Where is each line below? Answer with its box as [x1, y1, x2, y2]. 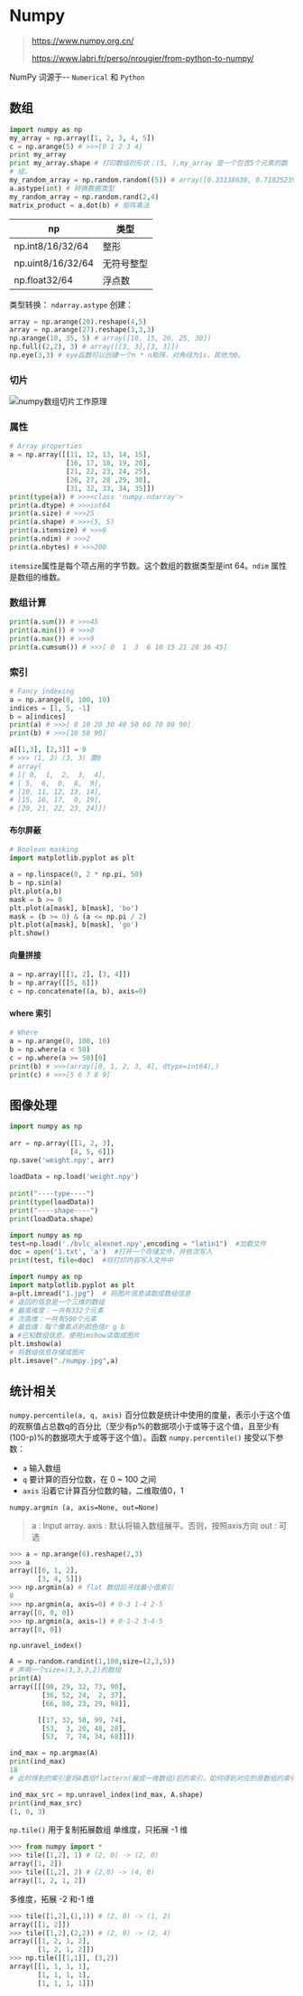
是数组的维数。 [9, 571, 65, 582]
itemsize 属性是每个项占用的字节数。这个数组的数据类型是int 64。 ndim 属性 [9, 560, 287, 570]
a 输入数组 [22, 1462, 61, 1473]
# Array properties [9, 442, 83, 451]
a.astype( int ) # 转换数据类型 [9, 184, 115, 193]
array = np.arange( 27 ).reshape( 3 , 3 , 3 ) [9, 325, 155, 334]
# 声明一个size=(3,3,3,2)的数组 [9, 1665, 122, 1675]
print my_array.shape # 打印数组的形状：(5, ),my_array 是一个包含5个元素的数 [9, 159, 289, 168]
